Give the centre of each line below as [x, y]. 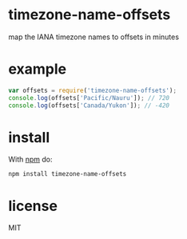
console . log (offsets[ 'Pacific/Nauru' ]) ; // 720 [89, 98]
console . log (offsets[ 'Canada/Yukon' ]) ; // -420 [89, 106]
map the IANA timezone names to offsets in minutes [94, 37]
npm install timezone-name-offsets [68, 174]
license [33, 206]
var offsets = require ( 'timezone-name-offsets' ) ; [93, 90]
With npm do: [31, 159]
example [38, 69]
